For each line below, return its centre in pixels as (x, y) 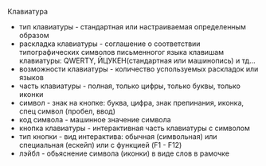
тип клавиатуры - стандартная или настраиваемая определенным (132, 27)
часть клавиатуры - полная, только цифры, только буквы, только (129, 86)
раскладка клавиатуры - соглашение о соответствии (110, 44)
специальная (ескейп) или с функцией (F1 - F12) (100, 145)
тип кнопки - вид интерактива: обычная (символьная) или (118, 137)
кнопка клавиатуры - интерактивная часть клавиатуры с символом (134, 128)
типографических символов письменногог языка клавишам (121, 52)
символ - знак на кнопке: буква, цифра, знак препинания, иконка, (131, 103)
